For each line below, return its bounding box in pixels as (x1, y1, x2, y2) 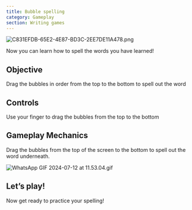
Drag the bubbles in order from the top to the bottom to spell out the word (6, 81, 186, 88)
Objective (6, 65, 43, 75)
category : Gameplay (6, 14, 55, 20)
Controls (6, 97, 39, 107)
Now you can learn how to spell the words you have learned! (6, 47, 154, 55)
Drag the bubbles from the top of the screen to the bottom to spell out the (6, 146, 186, 153)
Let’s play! (6, 182, 46, 192)
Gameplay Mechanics (6, 131, 88, 141)
